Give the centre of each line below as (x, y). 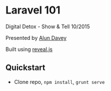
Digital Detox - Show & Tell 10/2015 (48, 26)
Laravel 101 (33, 10)
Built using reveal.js (29, 49)
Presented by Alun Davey (36, 38)
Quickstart (26, 68)
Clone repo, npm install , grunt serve (59, 82)
